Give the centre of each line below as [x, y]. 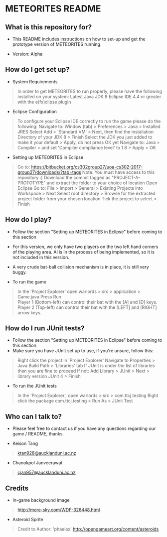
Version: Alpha [27, 54]
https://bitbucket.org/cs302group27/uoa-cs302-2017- [87, 167]
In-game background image [41, 500]
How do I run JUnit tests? [45, 329]
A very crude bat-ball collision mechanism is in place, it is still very [81, 267]
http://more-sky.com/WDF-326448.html [59, 510]
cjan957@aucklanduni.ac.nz [46, 472]
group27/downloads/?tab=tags [49, 172]
